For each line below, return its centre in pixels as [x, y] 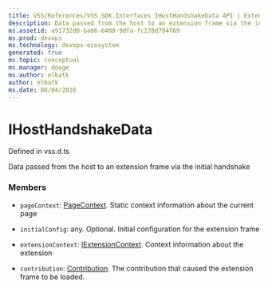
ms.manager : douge [39, 68]
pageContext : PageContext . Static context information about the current [136, 205]
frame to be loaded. [52, 277]
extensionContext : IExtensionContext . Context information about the [132, 244]
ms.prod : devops [35, 38]
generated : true [35, 53]
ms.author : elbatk [39, 75]
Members [27, 187]
